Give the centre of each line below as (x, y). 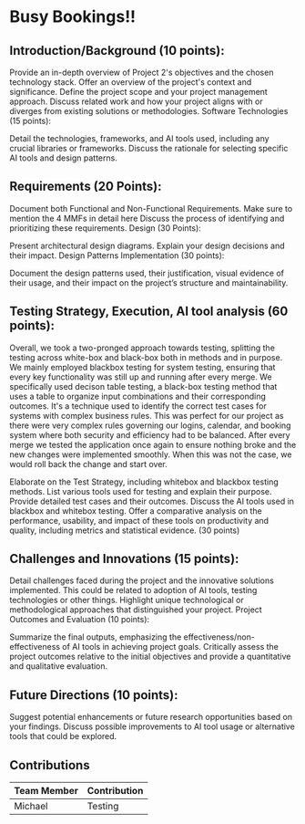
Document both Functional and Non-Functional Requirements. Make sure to (151, 208)
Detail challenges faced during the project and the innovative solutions (142, 580)
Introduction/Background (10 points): (117, 51)
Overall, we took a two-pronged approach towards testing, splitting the (142, 348)
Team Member (46, 791)
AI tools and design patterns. (64, 158)
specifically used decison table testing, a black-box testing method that (143, 386)
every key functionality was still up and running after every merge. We (141, 377)
